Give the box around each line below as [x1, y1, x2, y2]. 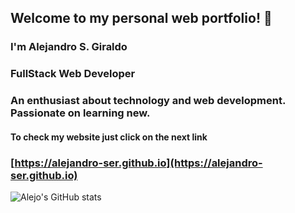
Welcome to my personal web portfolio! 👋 [10, 10, 273, 27]
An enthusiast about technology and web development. [10, 94, 286, 108]
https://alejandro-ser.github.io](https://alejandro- [14, 156, 263, 170]
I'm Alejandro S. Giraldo [10, 40, 128, 54]
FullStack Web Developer [10, 67, 136, 81]
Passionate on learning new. [10, 106, 151, 120]
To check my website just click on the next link [10, 131, 208, 143]
